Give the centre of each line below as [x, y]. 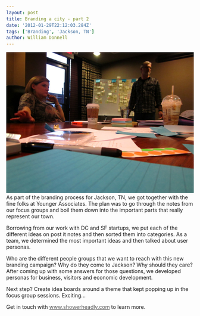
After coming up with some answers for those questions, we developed [94, 271]
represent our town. [30, 216]
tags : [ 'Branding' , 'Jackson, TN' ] [50, 32]
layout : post [22, 13]
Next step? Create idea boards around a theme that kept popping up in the [97, 289]
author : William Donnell [37, 38]
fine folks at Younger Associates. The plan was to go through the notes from [100, 204]
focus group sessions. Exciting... [46, 296]
